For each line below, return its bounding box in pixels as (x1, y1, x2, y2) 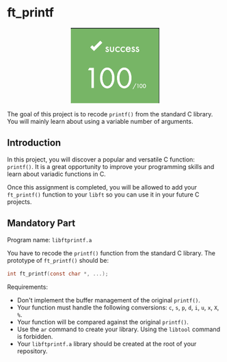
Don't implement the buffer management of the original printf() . (16, 296, 200, 304)
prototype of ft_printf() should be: (7, 256, 109, 264)
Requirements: (7, 283, 48, 291)
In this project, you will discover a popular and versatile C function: (7, 155, 195, 164)
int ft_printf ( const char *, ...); (7, 270, 109, 277)
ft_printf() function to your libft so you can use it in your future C (7, 190, 200, 198)
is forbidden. (16, 332, 53, 340)
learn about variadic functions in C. (7, 170, 106, 178)
